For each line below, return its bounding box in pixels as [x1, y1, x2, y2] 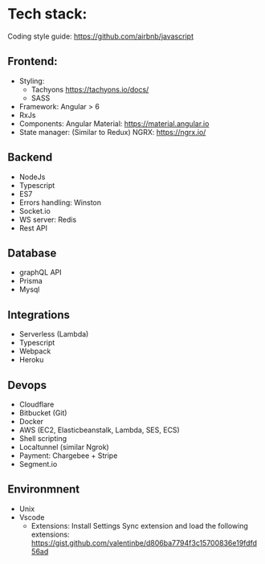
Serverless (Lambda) [18, 329, 89, 339]
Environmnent [7, 483, 80, 497]
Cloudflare [18, 399, 55, 409]
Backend [7, 150, 53, 165]
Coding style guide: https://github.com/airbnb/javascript [7, 31, 194, 41]
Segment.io [18, 460, 58, 468]
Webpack [18, 346, 51, 356]
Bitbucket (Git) [18, 408, 67, 418]
